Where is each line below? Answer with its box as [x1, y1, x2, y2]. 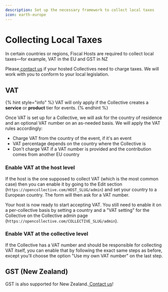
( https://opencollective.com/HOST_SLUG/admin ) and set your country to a [5, 186, 157, 193]
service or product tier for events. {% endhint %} [5, 105, 108, 111]
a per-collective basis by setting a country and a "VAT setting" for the [5, 207, 150, 213]
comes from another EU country [12, 152, 80, 158]
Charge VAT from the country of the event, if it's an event [12, 135, 132, 141]
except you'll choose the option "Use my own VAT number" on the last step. [5, 252, 163, 259]
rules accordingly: [5, 125, 43, 132]
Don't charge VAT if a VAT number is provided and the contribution [12, 146, 151, 152]
